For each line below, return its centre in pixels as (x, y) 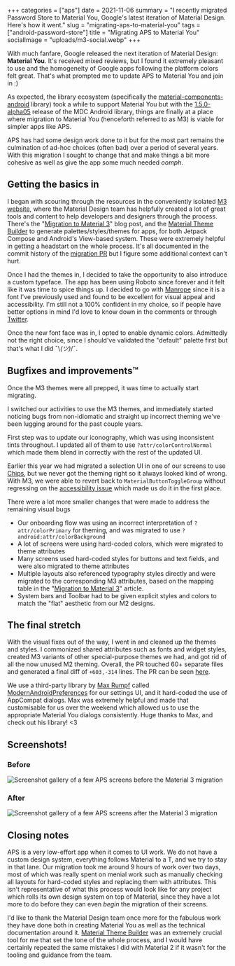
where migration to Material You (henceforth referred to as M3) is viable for (116, 119)
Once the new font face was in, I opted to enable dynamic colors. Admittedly (117, 333)
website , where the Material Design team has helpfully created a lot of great (116, 209)
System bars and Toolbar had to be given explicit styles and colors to (117, 595)
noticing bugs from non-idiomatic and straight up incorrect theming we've (114, 416)
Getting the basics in (53, 185)
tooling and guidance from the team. (60, 955)
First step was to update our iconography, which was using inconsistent (111, 437)
